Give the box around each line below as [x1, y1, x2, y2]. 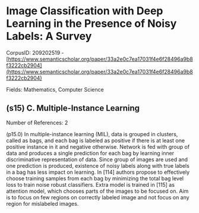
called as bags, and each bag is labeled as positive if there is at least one [6, 137, 185, 144]
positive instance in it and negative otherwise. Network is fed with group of [6, 143, 190, 150]
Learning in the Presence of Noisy [6, 17, 177, 30]
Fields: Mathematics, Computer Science [6, 86, 104, 93]
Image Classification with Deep [6, 4, 163, 18]
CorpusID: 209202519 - [6, 49, 64, 56]
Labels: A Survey [6, 30, 92, 43]
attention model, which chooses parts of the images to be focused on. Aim [6, 187, 189, 195]
